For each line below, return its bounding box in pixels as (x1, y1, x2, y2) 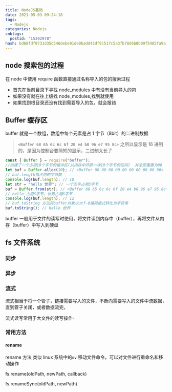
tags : (5, 17, 17, 22)
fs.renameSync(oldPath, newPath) (5, 380, 78, 387)
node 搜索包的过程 (5, 61, 64, 70)
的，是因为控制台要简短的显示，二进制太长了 (17, 148, 113, 154)
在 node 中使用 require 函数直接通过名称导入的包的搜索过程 (5, 75, 131, 82)
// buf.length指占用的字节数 (5, 172, 62, 177)
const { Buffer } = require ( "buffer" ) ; (5, 158, 91, 163)
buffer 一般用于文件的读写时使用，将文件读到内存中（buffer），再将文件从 (5, 216, 160, 221)
